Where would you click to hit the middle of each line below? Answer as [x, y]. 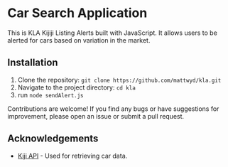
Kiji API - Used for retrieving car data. [72, 156]
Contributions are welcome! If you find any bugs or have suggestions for [113, 109]
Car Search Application [77, 13]
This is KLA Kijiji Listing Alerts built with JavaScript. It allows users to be [113, 33]
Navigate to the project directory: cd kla [77, 87]
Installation [33, 63]
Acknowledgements [53, 139]
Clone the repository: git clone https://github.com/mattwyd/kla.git [119, 80]
